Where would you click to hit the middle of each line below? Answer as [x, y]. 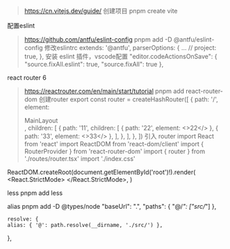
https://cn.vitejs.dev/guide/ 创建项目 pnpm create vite [101, 11]
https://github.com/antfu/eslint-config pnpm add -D [98, 40]
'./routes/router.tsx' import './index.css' [80, 158]
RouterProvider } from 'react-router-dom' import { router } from [115, 151]
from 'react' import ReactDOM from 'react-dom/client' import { [114, 144]
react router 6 [27, 78]
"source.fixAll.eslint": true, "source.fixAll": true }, [94, 64]
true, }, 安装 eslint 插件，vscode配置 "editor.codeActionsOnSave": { [121, 56]
